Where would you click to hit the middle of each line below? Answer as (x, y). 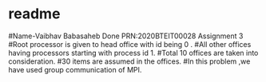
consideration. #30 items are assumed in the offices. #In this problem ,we (129, 61)
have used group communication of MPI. (75, 69)
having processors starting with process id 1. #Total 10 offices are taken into (133, 53)
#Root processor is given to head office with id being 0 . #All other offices (130, 44)
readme (34, 14)
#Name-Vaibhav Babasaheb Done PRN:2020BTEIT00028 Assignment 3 (126, 36)
